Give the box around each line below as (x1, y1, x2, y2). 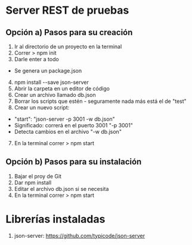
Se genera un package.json (14, 67, 82, 74)
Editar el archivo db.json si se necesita (14, 185, 109, 192)
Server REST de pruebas (5, 4, 129, 17)
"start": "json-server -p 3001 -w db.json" (14, 115, 116, 122)
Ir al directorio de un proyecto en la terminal (14, 43, 122, 50)
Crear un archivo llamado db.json (14, 92, 96, 98)
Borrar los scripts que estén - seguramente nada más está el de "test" (14, 98, 187, 105)
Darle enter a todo (14, 56, 59, 62)
